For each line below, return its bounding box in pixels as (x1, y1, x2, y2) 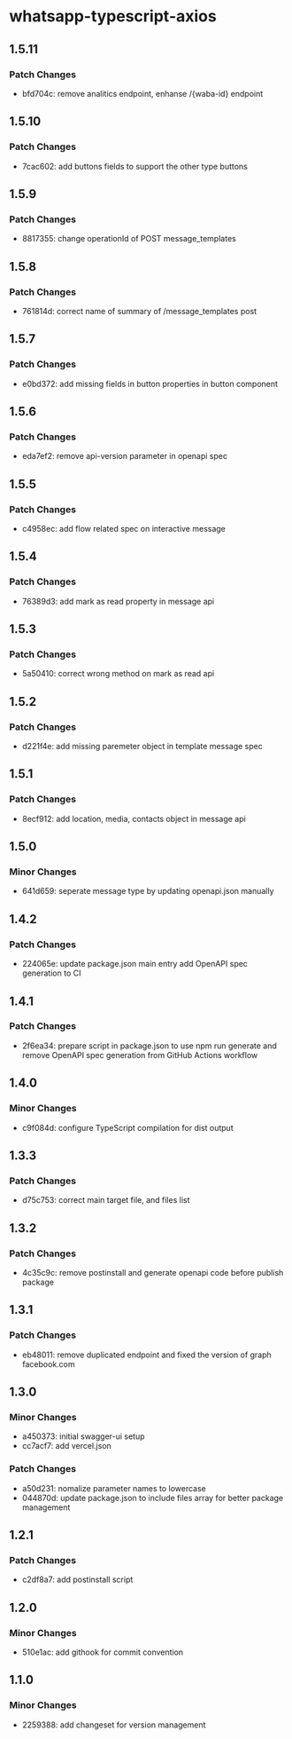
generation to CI (21, 968, 81, 978)
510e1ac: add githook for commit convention (21, 1647, 184, 1657)
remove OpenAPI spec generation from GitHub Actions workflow (21, 1049, 258, 1060)
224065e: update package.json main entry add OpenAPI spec (21, 959, 248, 969)
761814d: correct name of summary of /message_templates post (21, 305, 257, 316)
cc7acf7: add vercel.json (21, 1441, 112, 1451)
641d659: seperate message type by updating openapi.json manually (21, 886, 274, 897)
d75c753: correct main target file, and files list (21, 1195, 190, 1205)
